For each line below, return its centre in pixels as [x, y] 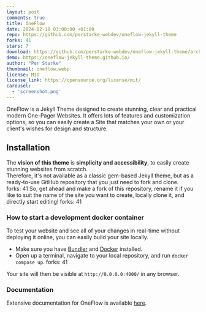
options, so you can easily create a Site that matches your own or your [95, 122]
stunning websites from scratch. [47, 169]
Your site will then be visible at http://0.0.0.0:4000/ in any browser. [93, 273]
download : [19, 52]
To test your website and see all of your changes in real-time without [93, 231]
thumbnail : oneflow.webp [38, 69]
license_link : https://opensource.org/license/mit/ [74, 80]
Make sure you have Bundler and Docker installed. [79, 249]
